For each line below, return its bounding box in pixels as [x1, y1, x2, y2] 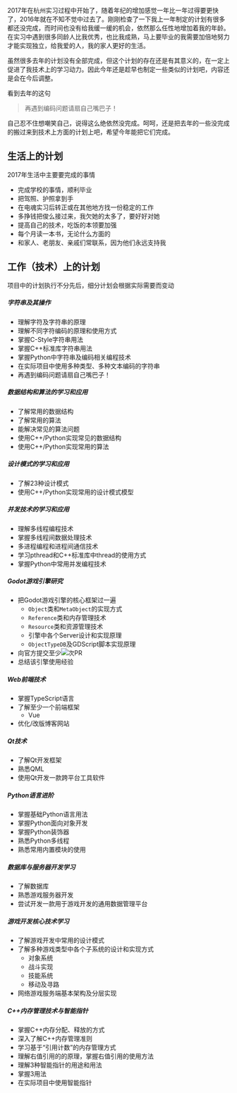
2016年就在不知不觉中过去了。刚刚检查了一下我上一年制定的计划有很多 [19, 15, 226, 23]
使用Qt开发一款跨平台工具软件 [17, 774, 106, 782]
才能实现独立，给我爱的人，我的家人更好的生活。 [7, 42, 150, 49]
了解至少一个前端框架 [17, 703, 80, 712]
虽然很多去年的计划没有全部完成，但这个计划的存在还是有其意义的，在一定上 [7, 56, 230, 65]
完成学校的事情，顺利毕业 [17, 185, 92, 194]
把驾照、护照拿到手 [17, 194, 74, 202]
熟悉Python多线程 [17, 836, 70, 845]
